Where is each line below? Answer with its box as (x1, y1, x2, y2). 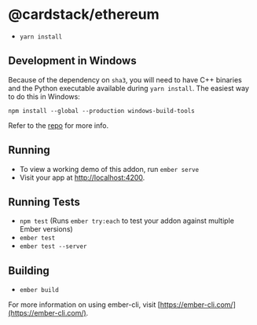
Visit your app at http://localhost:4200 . (19, 173, 145, 182)
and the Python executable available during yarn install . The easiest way (8, 83, 250, 93)
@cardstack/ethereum (8, 5, 160, 24)
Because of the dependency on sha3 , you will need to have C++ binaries (8, 75, 242, 84)
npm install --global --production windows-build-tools (8, 107, 195, 115)
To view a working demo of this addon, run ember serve (19, 164, 199, 173)
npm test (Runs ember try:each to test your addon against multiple (19, 216, 234, 225)
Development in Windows (8, 54, 137, 68)
